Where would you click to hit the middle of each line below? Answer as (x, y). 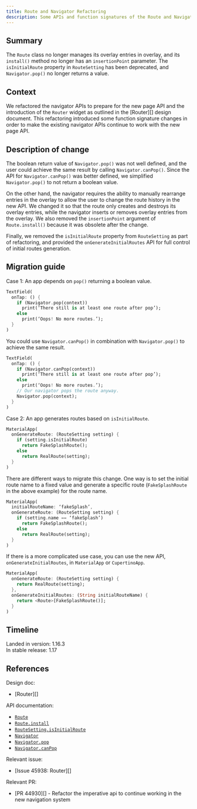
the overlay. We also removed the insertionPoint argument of (81, 218)
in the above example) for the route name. (57, 491)
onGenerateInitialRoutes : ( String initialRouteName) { (80, 595)
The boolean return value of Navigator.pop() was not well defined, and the (96, 163)
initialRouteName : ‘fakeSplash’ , (52, 507)
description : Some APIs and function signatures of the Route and (89, 17)
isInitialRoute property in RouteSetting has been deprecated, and (87, 67)
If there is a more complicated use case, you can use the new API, (86, 556)
